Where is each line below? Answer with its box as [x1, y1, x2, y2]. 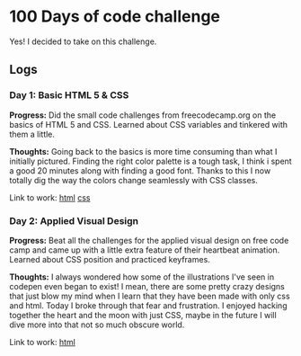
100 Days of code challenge [9, 6, 221, 27]
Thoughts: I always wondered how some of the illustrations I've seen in [9, 271, 275, 282]
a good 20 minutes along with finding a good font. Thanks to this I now [9, 165, 271, 176]
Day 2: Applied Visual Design [9, 214, 139, 227]
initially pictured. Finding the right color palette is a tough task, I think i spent [9, 156, 292, 166]
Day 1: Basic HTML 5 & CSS [9, 89, 129, 102]
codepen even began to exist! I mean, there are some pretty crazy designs [9, 280, 286, 291]
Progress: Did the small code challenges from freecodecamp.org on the [9, 110, 277, 120]
